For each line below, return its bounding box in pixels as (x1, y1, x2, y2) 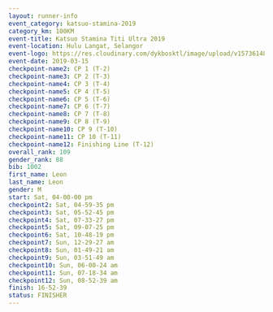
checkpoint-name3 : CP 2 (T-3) (8, 72, 111, 80)
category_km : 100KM (8, 27, 75, 35)
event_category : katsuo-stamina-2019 (8, 19, 136, 28)
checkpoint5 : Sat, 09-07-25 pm (8, 223, 115, 232)
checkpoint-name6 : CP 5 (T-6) (8, 95, 111, 103)
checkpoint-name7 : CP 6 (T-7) (8, 102, 111, 110)
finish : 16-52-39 (8, 284, 67, 292)
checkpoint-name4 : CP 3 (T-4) (8, 80, 111, 88)
